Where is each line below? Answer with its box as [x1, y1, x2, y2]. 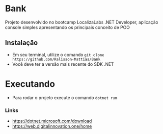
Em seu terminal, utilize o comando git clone [12, 52, 105, 57]
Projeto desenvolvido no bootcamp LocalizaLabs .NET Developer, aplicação [5, 19, 159, 25]
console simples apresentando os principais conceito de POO [5, 24, 130, 30]
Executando [5, 78, 55, 89]
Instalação [5, 39, 38, 47]
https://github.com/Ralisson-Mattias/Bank [12, 57, 101, 62]
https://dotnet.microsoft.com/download [12, 118, 92, 124]
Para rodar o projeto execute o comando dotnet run [12, 94, 118, 101]
